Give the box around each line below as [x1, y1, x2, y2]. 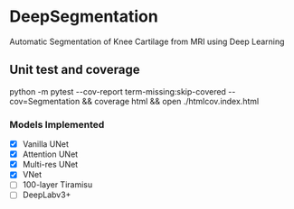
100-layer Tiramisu [22, 179, 93, 190]
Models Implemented [9, 118, 105, 131]
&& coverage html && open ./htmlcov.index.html [81, 95, 260, 106]
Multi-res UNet [22, 159, 79, 170]
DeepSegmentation [9, 6, 158, 27]
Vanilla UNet [22, 139, 70, 150]
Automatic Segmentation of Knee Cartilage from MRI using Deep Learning [9, 36, 285, 47]
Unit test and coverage [9, 62, 140, 77]
